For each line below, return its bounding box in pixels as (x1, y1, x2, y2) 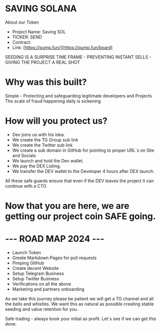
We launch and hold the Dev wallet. (12, 158, 84, 164)
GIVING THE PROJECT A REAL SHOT (5, 59, 80, 65)
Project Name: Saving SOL (12, 29, 66, 34)
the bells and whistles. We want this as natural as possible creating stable (5, 301, 154, 307)
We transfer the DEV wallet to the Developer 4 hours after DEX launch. (12, 168, 155, 174)
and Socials (12, 152, 36, 158)
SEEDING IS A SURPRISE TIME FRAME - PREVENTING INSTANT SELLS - (5, 54, 151, 60)
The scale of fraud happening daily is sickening (5, 98, 101, 104)
